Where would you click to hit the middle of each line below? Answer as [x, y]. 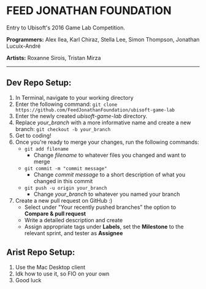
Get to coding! [33, 135]
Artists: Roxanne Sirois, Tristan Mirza [54, 58]
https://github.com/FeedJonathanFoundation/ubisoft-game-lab [95, 110]
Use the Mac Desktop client [50, 267]
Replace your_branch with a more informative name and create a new [103, 122]
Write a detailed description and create [74, 220]
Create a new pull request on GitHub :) [64, 200]
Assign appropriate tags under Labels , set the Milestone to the [104, 227]
